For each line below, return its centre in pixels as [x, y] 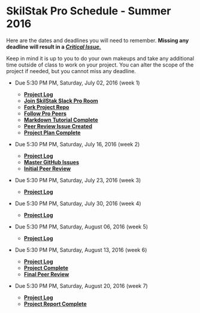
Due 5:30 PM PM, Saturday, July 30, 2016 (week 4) [78, 203]
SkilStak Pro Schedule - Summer [89, 11]
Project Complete [46, 267]
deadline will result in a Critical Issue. [54, 47]
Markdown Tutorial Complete [61, 120]
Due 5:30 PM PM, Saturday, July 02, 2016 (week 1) [77, 83]
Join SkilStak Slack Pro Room [61, 101]
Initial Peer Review [47, 168]
